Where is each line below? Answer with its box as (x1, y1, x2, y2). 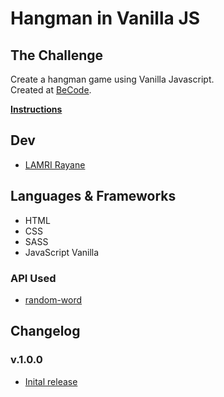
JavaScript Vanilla (24, 246, 100, 258)
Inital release (24, 375, 78, 387)
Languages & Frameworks (10, 188, 177, 205)
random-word (24, 293, 83, 306)
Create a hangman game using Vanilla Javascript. (10, 73, 215, 85)
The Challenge (10, 47, 104, 64)
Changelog (10, 323, 81, 340)
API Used (10, 271, 57, 285)
